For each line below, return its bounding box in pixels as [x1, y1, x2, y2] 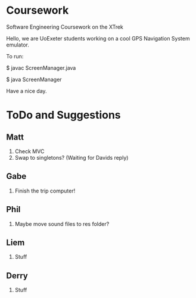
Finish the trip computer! [14, 187, 76, 194]
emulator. [6, 41, 30, 48]
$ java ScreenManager [6, 76, 62, 83]
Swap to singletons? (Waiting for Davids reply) [14, 154, 129, 161]
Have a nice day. [6, 87, 47, 94]
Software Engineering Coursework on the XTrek [6, 23, 124, 30]
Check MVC [14, 147, 45, 155]
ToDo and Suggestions [6, 108, 121, 122]
